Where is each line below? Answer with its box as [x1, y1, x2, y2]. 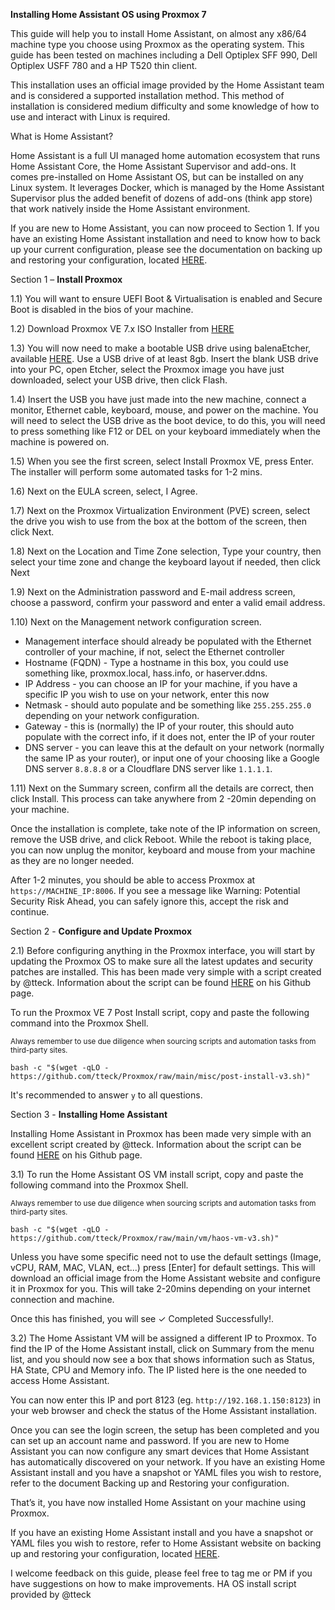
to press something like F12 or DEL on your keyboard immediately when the [10, 425, 321, 437]
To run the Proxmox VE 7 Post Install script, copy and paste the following [10, 1007, 310, 1018]
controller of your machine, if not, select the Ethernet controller [24, 646, 285, 658]
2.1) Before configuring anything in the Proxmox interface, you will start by [10, 945, 316, 956]
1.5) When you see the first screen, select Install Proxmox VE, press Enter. [10, 455, 315, 467]
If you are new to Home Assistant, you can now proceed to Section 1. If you [10, 222, 320, 234]
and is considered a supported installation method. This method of [10, 90, 285, 101]
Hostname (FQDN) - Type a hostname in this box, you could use [24, 657, 289, 668]
